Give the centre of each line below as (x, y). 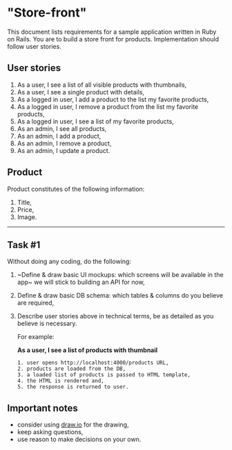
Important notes (42, 408)
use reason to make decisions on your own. (79, 440)
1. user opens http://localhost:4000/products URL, (93, 363)
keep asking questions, (50, 432)
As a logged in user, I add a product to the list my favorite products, (113, 99)
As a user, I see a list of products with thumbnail (87, 350)
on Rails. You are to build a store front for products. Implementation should (113, 39)
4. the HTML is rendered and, (61, 381)
